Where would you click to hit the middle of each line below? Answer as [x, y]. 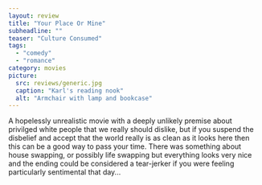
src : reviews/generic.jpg [59, 83]
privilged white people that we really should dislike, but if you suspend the [131, 129]
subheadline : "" [35, 31]
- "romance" [36, 61]
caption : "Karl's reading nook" [70, 90]
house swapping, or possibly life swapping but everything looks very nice [130, 155]
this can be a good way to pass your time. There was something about [125, 146]
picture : [23, 76]
